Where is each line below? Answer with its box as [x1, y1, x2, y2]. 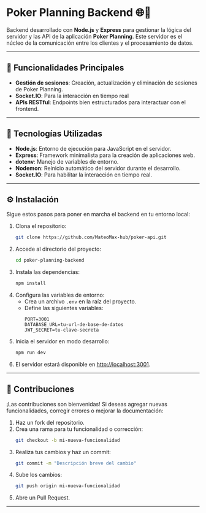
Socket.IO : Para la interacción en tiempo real [15, 92, 129, 99]
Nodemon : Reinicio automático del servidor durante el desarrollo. [15, 164, 181, 172]
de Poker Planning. [15, 85, 63, 93]
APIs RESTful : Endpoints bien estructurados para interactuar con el [15, 98, 186, 106]
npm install [15, 280, 46, 287]
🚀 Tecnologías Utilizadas [6, 129, 102, 139]
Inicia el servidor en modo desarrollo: [15, 338, 110, 345]
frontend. [15, 105, 39, 112]
